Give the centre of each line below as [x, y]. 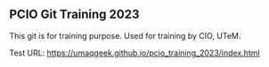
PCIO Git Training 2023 [74, 15]
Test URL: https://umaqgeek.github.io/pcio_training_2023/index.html [134, 53]
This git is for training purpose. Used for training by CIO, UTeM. [125, 35]
